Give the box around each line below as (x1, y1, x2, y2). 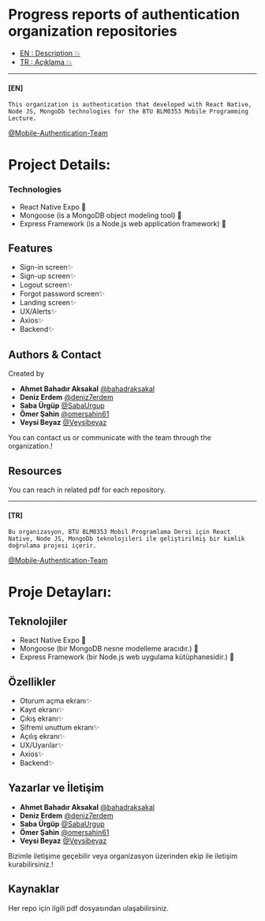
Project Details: (8, 156, 111, 174)
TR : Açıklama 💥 (19, 57, 73, 66)
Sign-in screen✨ (19, 263, 73, 272)
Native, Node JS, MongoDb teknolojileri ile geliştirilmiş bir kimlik (8, 535, 245, 543)
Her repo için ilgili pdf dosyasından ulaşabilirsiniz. (8, 903, 170, 912)
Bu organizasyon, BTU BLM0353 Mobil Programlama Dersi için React (8, 528, 231, 536)
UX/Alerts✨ (19, 307, 58, 316)
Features (8, 242, 53, 255)
